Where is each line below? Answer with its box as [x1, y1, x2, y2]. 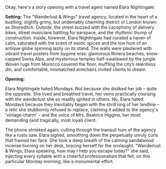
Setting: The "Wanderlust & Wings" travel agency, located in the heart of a [5, 14, 158, 19]
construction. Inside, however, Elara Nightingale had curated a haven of [5, 35, 151, 41]
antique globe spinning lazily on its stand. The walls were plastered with [5, 46, 152, 51]
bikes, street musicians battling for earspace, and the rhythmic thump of [5, 30, 153, 35]
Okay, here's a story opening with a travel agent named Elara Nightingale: [5, 4, 155, 10]
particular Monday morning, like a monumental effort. [5, 159, 114, 164]
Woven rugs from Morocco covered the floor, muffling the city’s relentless [5, 61, 156, 67]
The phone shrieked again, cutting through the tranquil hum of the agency [5, 127, 156, 133]
